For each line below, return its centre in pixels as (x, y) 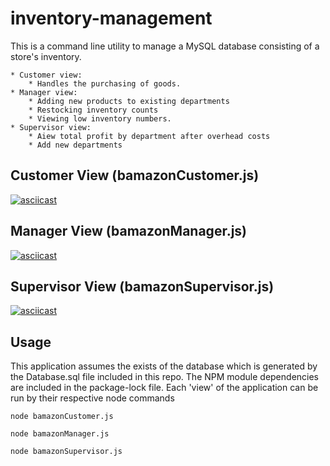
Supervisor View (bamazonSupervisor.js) (142, 286)
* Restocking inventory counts (93, 110)
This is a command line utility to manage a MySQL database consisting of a (165, 46)
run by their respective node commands (92, 398)
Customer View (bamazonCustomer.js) (135, 175)
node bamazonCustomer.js (62, 417)
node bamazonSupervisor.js (66, 452)
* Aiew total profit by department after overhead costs (149, 136)
